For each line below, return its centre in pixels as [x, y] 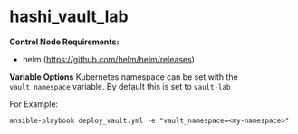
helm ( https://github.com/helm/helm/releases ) [108, 59]
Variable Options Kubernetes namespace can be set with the [124, 77]
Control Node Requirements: [64, 42]
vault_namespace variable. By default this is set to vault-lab [120, 86]
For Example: [34, 104]
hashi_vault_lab [69, 17]
